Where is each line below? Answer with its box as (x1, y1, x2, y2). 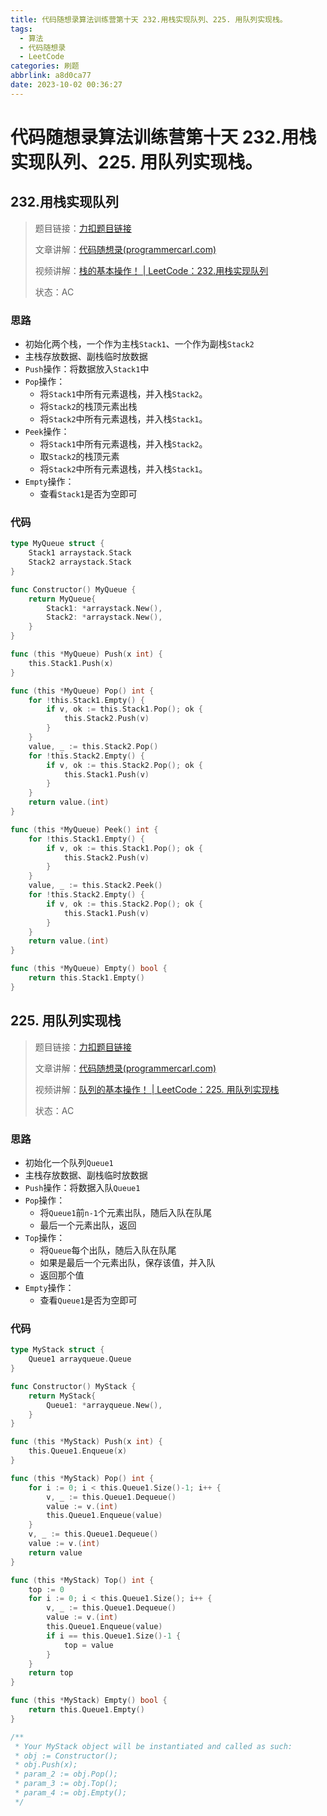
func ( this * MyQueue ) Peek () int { (10, 824, 159, 835)
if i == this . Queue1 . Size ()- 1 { (46, 1631, 182, 1641)
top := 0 (28, 1584, 65, 1595)
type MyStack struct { (10, 1345, 105, 1355)
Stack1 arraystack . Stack (28, 548, 132, 558)
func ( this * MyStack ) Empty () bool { (10, 1696, 168, 1706)
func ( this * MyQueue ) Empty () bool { (10, 964, 168, 974)
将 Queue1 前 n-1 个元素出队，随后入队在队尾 (39, 1206, 213, 1218)
